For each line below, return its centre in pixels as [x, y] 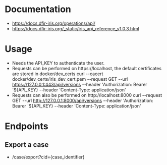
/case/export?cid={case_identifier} [48, 157]
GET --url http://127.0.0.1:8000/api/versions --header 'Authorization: [82, 100]
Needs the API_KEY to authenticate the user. [58, 63]
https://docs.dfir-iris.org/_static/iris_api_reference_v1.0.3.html [75, 28]
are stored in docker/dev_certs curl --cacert [58, 74]
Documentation [38, 9]
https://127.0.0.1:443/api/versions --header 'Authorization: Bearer [79, 84]
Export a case [27, 145]
